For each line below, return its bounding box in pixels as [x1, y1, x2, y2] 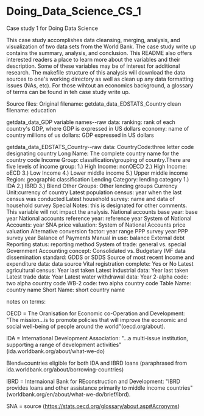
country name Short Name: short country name [6, 286, 125, 293]
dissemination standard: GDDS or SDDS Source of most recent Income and [6, 254, 195, 261]
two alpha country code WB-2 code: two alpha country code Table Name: [6, 279, 192, 286]
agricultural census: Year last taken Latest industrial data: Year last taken [6, 266, 189, 274]
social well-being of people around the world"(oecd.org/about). [6, 323, 166, 330]
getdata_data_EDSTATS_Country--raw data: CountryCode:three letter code [6, 143, 194, 150]
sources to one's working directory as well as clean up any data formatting [6, 75, 194, 82]
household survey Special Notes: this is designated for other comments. [6, 202, 188, 209]
